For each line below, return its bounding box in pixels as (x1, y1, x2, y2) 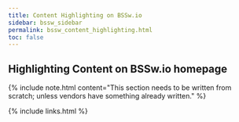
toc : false (8, 33, 44, 41)
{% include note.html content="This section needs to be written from (8, 83, 232, 92)
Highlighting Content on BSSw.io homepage (8, 62, 228, 75)
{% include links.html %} (8, 106, 88, 116)
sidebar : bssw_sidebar (8, 19, 83, 27)
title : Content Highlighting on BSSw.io (8, 11, 143, 20)
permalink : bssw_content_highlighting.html (8, 26, 153, 34)
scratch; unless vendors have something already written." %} (8, 91, 207, 101)
